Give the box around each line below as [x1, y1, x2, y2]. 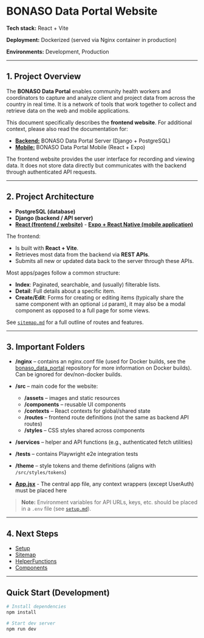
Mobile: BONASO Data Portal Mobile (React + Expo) [15, 143, 146, 150]
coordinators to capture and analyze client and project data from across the [6, 94, 195, 101]
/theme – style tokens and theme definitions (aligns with [15, 462, 156, 469]
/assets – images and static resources [24, 394, 120, 402]
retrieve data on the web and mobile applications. [6, 107, 131, 114]
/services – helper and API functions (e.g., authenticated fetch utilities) [15, 438, 193, 446]
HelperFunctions [15, 558, 57, 565]
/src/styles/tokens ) [15, 469, 67, 476]
